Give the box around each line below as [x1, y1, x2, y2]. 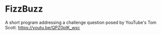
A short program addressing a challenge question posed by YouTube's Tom [5, 19, 157, 25]
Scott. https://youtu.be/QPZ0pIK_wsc [5, 24, 80, 30]
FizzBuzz [5, 3, 43, 15]
